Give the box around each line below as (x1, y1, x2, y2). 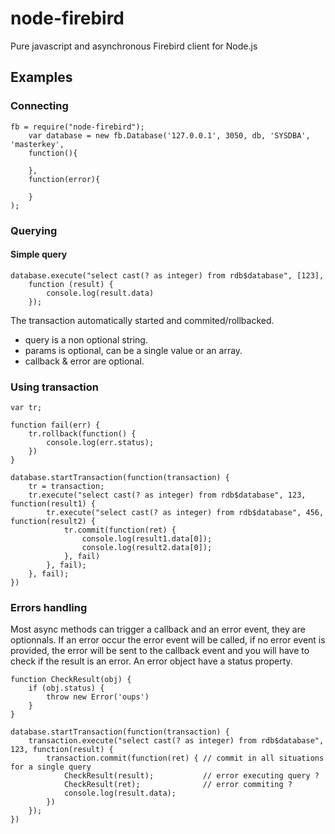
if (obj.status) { (28, 683, 105, 694)
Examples (10, 69, 73, 86)
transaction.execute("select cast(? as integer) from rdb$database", (28, 736, 325, 746)
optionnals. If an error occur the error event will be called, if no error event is (10, 634, 326, 646)
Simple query (10, 248, 68, 261)
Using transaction (10, 380, 100, 394)
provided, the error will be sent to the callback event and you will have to (10, 645, 310, 657)
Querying (10, 223, 58, 237)
